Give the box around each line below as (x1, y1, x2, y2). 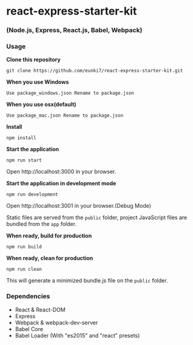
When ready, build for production (6, 232, 92, 239)
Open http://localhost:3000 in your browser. (6, 168, 117, 176)
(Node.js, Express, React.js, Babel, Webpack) (6, 26, 143, 35)
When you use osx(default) (6, 101, 77, 108)
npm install (6, 135, 36, 141)
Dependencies (6, 292, 50, 301)
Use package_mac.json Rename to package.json (6, 112, 123, 119)
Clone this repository (6, 56, 61, 63)
